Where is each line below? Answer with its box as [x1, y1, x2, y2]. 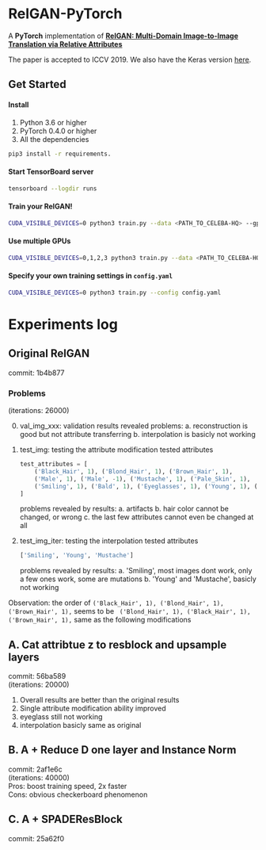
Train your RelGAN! [8, 201, 73, 211]
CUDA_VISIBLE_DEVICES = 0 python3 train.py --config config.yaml [8, 289, 222, 297]
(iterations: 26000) [8, 406, 70, 415]
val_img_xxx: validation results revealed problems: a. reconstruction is [19, 421, 248, 431]
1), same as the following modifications [61, 615, 192, 625]
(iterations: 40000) [8, 772, 70, 782]
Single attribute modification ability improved [19, 703, 166, 714]
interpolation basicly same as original [19, 721, 142, 730]
